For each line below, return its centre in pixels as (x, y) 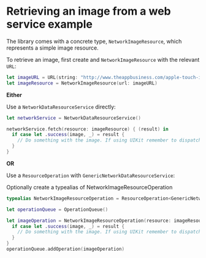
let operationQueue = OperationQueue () (57, 210)
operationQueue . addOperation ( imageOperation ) (65, 249)
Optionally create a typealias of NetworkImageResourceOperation (90, 187)
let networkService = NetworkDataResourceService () (74, 118)
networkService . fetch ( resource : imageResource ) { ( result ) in (87, 129)
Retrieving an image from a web (89, 11)
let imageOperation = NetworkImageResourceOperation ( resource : (89, 221)
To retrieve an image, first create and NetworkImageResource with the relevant (103, 59)
